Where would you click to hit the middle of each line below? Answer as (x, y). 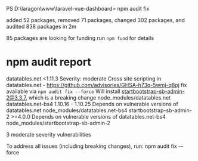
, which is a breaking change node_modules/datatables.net (98, 97)
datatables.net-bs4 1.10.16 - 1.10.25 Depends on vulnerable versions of (92, 104)
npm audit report (49, 62)
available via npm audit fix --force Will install (63, 91)
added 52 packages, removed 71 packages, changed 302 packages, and (95, 20)
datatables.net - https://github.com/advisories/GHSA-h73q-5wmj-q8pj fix (97, 85)
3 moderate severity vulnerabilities (49, 134)
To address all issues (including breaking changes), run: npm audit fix (92, 146)
